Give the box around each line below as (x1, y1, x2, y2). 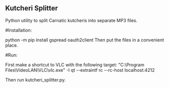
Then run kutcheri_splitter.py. (5, 76, 66, 82)
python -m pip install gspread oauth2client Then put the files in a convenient (5, 37, 164, 43)
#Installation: (5, 27, 32, 33)
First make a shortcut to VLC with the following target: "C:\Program (5, 61, 145, 67)
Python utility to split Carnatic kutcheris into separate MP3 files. (5, 17, 138, 23)
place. (5, 42, 19, 48)
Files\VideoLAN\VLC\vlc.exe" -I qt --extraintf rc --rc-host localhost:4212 (5, 67, 155, 73)
